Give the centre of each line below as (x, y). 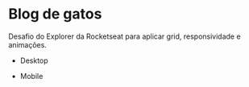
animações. (27, 44)
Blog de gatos (55, 14)
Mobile (31, 76)
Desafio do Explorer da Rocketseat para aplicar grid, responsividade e (124, 36)
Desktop (34, 60)
